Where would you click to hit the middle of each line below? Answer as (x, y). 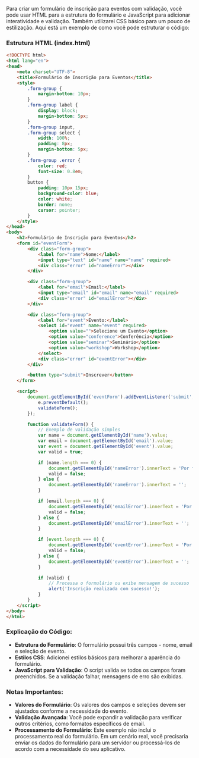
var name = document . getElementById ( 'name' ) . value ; (103, 436)
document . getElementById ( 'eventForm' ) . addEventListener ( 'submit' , (111, 397)
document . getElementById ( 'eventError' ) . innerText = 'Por (120, 545)
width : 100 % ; (54, 138)
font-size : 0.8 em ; (60, 171)
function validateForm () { (61, 424)
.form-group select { (54, 133)
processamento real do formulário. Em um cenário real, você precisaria (101, 737)
